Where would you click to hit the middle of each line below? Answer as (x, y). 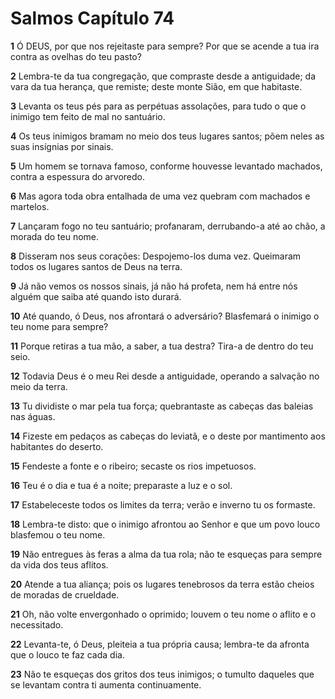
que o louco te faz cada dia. (67, 654)
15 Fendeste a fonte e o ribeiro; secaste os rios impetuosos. (133, 466)
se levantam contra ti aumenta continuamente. (106, 684)
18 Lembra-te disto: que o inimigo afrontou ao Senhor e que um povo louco (165, 524)
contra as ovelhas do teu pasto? (76, 56)
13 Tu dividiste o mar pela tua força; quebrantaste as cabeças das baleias (162, 406)
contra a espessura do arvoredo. (77, 176)
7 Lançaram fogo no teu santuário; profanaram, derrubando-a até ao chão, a (168, 226)
